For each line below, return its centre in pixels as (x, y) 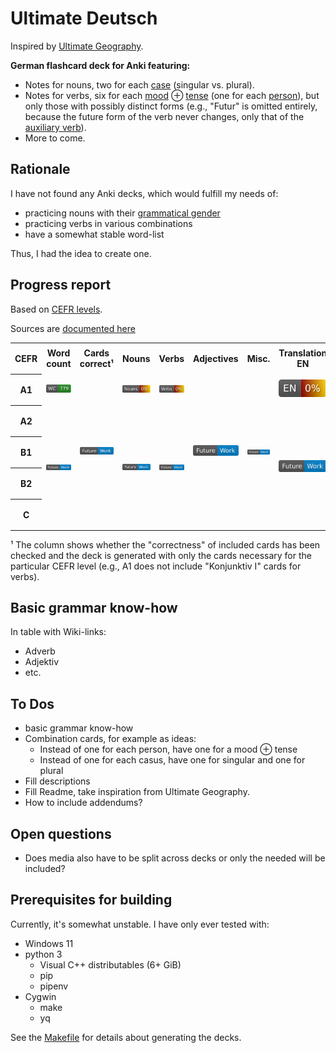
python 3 (43, 954)
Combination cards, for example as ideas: (110, 739)
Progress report (61, 285)
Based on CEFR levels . (56, 309)
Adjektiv (42, 662)
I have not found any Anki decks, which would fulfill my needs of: (144, 193)
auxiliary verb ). (55, 127)
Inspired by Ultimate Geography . (77, 46)
